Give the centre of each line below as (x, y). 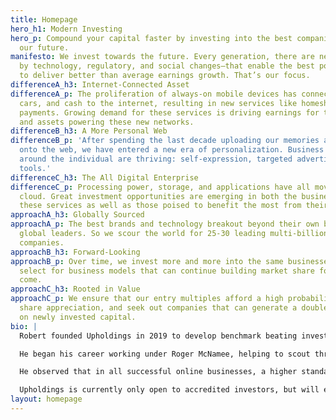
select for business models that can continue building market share (167, 271)
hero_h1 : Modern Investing (66, 29)
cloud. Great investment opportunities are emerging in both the (158, 196)
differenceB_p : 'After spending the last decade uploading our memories (165, 141)
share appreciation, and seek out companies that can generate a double (174, 308)
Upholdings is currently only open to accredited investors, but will (169, 390)
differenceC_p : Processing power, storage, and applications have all (160, 187)
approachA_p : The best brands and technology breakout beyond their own (165, 224)
